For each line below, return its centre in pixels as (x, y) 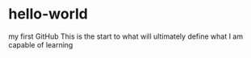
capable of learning (41, 44)
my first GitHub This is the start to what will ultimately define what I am (126, 36)
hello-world (48, 14)
